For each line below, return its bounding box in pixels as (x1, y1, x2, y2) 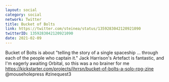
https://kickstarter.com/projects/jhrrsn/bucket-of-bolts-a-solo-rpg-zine (5, 65, 154, 71)
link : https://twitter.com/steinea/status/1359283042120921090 (5, 26, 141, 31)
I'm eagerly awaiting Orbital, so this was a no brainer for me (5, 60, 130, 66)
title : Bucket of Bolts (5, 21, 55, 27)
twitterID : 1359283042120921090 (5, 31, 73, 36)
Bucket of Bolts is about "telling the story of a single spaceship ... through (5, 49, 158, 56)
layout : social (5, 7, 37, 13)
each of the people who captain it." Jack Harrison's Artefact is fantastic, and (5, 55, 164, 61)
